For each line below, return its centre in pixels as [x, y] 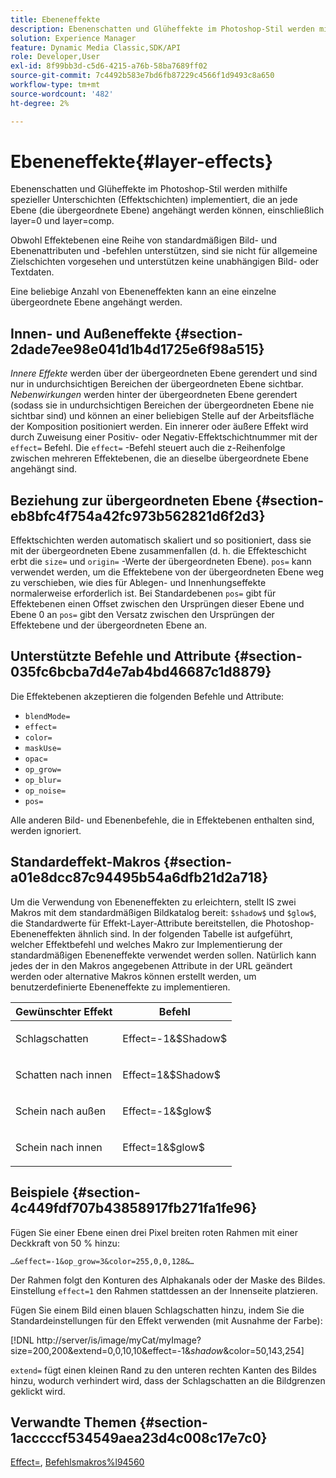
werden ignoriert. [46, 830]
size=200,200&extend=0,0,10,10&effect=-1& [101, 1350]
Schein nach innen [59, 1147]
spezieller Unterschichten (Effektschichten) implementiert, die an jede [154, 200]
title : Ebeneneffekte [55, 19]
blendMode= [47, 716]
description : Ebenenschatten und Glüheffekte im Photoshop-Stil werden [162, 29]
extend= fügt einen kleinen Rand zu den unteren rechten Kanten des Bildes [163, 1370]
